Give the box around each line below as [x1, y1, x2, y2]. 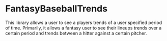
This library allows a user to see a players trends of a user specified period [5, 19, 162, 25]
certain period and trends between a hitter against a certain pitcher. [5, 30, 147, 36]
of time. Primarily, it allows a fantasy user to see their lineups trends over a [5, 24, 162, 30]
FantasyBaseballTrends [5, 3, 108, 14]
